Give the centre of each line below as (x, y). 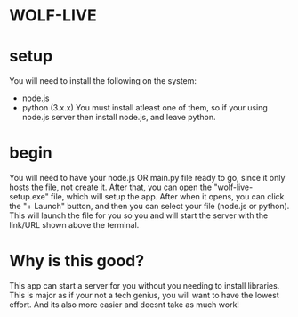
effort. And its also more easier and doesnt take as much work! (125, 305)
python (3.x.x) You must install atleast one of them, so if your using (145, 108)
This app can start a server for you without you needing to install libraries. (145, 285)
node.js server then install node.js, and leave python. (119, 118)
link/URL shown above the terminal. (74, 225)
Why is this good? (77, 261)
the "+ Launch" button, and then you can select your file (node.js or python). (149, 207)
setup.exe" (29, 197)
